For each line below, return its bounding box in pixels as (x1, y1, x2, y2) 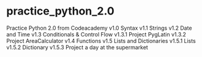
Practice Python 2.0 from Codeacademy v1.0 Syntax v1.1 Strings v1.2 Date (6, 24, 192, 32)
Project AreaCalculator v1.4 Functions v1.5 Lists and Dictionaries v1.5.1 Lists (6, 37, 196, 44)
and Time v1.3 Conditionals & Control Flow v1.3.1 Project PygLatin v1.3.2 (6, 30, 187, 38)
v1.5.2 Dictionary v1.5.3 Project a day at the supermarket (6, 44, 148, 51)
